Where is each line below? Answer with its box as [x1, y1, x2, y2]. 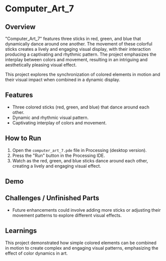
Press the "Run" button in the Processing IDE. [12, 152, 105, 158]
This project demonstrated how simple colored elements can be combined [5, 240, 157, 246]
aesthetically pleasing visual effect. [5, 62, 77, 68]
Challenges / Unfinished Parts [5, 194, 100, 202]
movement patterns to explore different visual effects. [12, 212, 122, 218]
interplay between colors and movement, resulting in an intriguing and [5, 57, 148, 62]
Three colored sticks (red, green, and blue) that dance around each [12, 104, 150, 110]
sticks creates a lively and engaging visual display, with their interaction [5, 46, 151, 52]
